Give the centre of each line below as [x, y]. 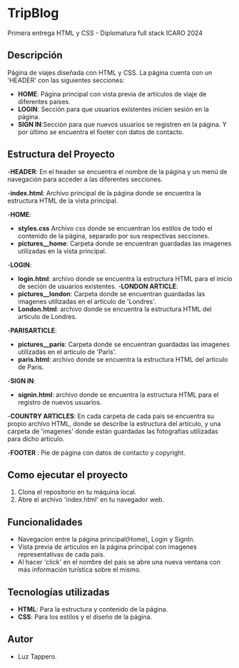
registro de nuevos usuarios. [60, 402]
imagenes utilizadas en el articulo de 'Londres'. [87, 301]
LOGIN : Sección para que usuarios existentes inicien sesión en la [113, 109]
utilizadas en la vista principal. [62, 250]
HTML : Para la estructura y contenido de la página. [93, 609]
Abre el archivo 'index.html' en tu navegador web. [91, 500]
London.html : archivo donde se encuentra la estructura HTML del [115, 309]
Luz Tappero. [37, 656]
